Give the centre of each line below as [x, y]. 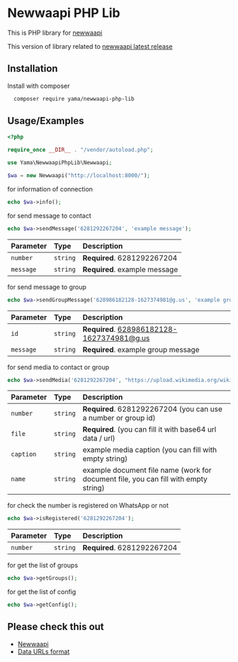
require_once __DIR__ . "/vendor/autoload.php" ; [80, 150]
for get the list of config [42, 592]
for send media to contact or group [58, 367]
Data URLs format [44, 651]
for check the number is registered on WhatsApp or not [88, 505]
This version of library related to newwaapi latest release [90, 46]
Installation [33, 69]
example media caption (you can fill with [150, 450]
